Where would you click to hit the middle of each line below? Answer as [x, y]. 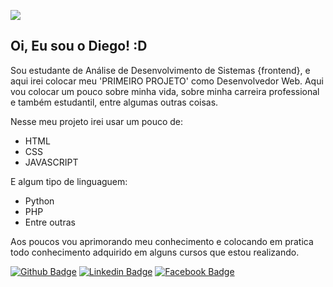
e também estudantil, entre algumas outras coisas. [114, 102]
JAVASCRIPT [51, 162]
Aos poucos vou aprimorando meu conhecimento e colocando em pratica [162, 241]
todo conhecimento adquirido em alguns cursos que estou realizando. [155, 252]
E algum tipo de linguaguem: [69, 181]
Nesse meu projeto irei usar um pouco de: [97, 121]
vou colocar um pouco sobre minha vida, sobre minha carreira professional [165, 91]
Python [39, 201]
